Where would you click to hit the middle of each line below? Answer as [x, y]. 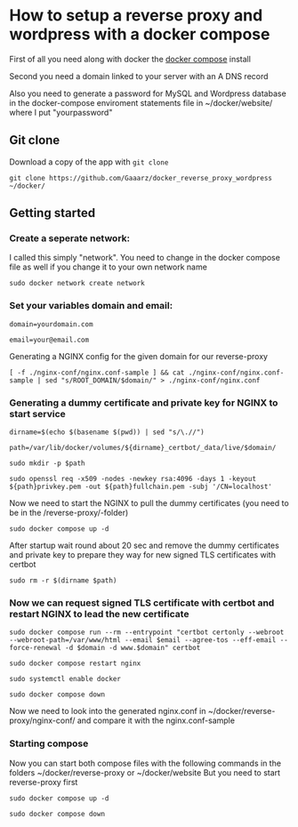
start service [38, 413]
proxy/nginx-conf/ [42, 720]
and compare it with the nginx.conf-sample [156, 720]
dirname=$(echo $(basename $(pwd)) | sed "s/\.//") [107, 432]
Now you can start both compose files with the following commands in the [145, 763]
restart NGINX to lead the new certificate [99, 614]
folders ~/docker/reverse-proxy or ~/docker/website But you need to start [145, 772]
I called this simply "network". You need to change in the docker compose [145, 258]
